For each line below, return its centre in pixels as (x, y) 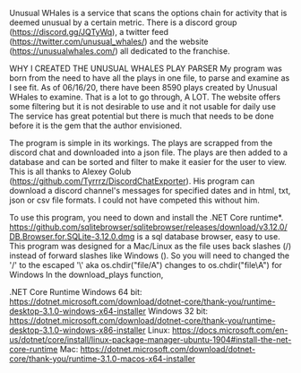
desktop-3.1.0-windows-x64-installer (77, 311)
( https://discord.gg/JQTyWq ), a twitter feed (89, 32)
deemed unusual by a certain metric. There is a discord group (123, 22)
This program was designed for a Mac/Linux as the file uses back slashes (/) (150, 246)
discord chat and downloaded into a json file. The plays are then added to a (149, 152)
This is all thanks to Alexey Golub (70, 171)
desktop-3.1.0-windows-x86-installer (77, 330)
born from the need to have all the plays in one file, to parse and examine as (150, 78)
